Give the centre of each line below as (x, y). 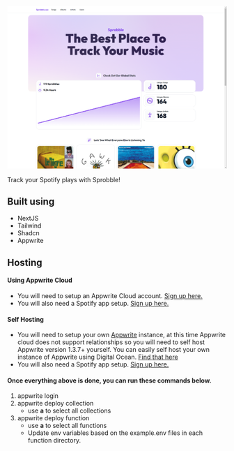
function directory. (54, 441)
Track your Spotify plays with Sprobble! (64, 179)
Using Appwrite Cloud (40, 280)
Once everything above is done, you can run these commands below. (109, 380)
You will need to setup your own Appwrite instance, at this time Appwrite (122, 335)
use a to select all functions (67, 426)
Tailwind (29, 225)
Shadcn (28, 233)
